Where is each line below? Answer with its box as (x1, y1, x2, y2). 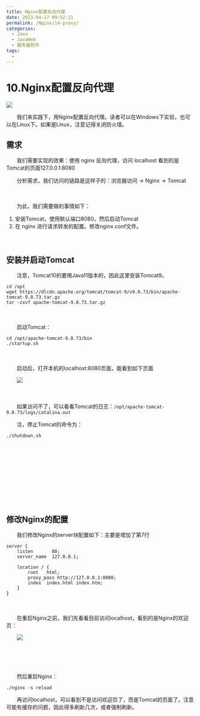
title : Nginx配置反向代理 (6, 8, 66, 15)
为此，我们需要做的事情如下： (16, 203, 90, 210)
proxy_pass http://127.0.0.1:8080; (28, 575, 117, 581)
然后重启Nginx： (16, 673, 58, 680)
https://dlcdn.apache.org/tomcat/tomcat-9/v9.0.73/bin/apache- (19, 289, 181, 295)
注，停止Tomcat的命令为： (16, 421, 83, 428)
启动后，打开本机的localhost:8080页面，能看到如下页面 (16, 365, 154, 372)
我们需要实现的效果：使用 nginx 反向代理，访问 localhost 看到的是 (16, 157, 180, 164)
